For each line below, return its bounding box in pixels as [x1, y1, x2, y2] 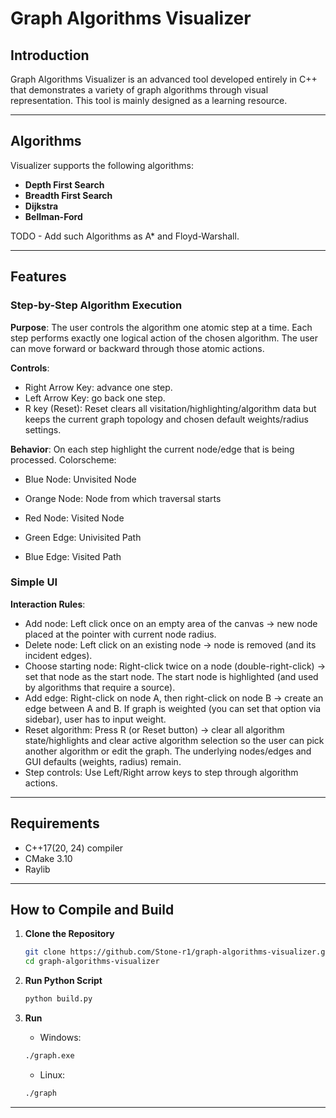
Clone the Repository [24, 928, 115, 940]
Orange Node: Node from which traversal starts [24, 492, 222, 504]
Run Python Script [24, 975, 103, 987]
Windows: [39, 1032, 82, 1044]
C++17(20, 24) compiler [24, 842, 124, 854]
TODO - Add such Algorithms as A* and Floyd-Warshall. [10, 230, 240, 242]
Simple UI [10, 575, 58, 589]
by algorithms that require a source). [24, 681, 176, 693]
